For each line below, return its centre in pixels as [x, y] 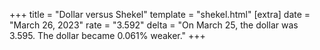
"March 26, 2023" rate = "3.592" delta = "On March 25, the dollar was [154, 25]
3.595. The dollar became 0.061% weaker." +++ [107, 35]
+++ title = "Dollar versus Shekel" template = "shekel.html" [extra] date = [160, 14]
